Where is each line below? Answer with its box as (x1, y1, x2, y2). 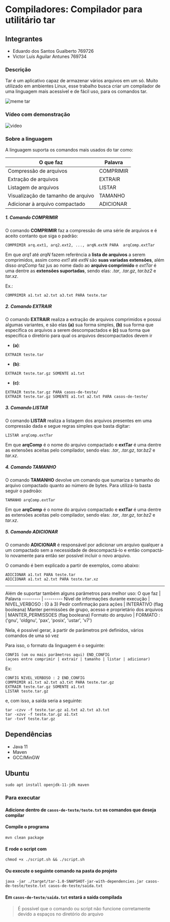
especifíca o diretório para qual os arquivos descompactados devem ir (5, 332, 153, 338)
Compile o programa (5, 824, 49, 830)
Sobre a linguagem (5, 135, 53, 142)
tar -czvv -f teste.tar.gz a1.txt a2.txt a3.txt (5, 707, 110, 712)
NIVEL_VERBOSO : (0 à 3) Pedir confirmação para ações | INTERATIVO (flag (5, 601, 163, 607)
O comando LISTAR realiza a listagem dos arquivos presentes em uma (5, 418, 152, 424)
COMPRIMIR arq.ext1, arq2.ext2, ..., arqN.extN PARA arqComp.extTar (5, 242, 155, 247)
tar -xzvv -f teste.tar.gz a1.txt (5, 712, 78, 717)
